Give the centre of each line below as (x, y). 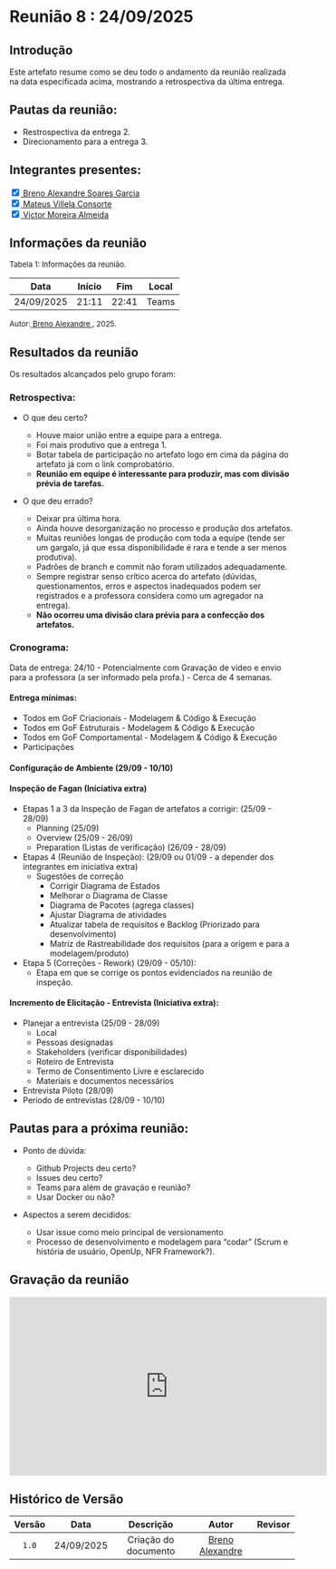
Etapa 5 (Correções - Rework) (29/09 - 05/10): (109, 962)
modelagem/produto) (89, 953)
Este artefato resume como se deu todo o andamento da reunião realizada (148, 72)
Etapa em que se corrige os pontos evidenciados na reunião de (154, 972)
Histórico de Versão (67, 1500)
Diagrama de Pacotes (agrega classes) (122, 905)
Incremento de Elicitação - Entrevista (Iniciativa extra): (114, 1003)
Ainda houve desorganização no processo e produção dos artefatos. (164, 528)
